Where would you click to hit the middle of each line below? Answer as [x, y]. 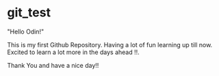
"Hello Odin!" [26, 31]
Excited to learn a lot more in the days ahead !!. [74, 52]
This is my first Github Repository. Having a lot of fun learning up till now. [110, 45]
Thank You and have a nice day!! [53, 65]
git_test [29, 13]
